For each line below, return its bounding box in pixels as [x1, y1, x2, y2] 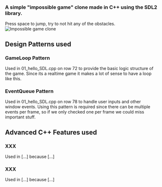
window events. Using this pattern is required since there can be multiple [5, 104, 151, 110]
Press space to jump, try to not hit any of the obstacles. [5, 21, 116, 27]
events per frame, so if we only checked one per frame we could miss [5, 109, 144, 115]
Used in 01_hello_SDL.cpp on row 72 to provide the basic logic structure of [5, 65, 154, 71]
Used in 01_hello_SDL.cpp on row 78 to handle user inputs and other [5, 99, 141, 105]
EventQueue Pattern [5, 87, 54, 94]
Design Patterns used [5, 40, 72, 48]
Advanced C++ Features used [5, 128, 97, 136]
